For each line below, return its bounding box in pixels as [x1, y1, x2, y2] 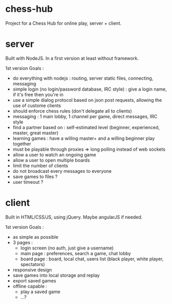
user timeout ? [12, 178, 44, 185]
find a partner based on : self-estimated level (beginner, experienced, [12, 124, 160, 130]
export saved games [12, 277, 56, 283]
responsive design [12, 266, 52, 273]
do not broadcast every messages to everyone [12, 168, 112, 174]
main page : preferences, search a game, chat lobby [20, 250, 131, 256]
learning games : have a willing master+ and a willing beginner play [12, 135, 155, 141]
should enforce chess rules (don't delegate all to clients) [12, 108, 132, 114]
